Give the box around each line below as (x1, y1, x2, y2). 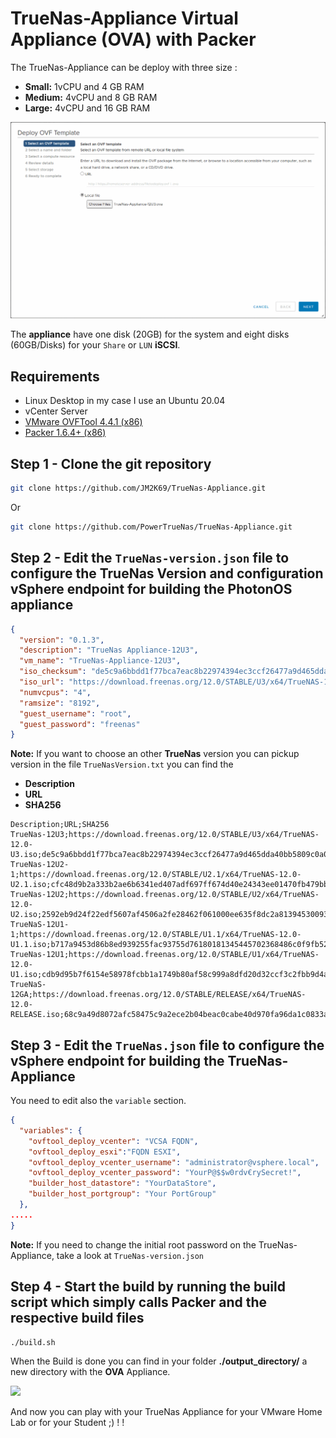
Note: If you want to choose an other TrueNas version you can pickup (10, 748, 300, 760)
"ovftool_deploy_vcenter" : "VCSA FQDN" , (28, 1136, 199, 1146)
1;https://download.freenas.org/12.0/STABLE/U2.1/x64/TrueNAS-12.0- (10, 870, 302, 880)
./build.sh (10, 1337, 56, 1347)
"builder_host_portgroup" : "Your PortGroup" (28, 1189, 217, 1199)
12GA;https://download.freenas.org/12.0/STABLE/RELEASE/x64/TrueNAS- (10, 990, 307, 1000)
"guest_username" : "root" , (19, 708, 132, 719)
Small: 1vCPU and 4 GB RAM (24, 80, 145, 92)
